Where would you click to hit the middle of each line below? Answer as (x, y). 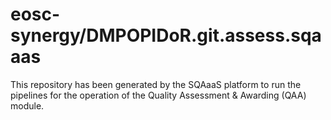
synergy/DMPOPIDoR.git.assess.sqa (166, 35)
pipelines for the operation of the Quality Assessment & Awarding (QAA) (158, 95)
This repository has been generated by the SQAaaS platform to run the (156, 84)
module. (27, 105)
